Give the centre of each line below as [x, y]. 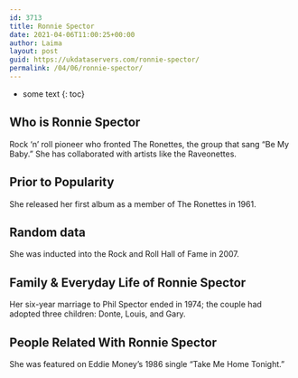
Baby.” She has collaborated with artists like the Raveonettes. [123, 154]
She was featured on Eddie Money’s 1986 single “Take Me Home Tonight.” [147, 364]
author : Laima [36, 43]
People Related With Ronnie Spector [113, 342]
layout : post [34, 52]
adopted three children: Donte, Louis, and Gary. [98, 314]
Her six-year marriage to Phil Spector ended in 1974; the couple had [135, 305]
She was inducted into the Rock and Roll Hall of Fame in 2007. [124, 254]
